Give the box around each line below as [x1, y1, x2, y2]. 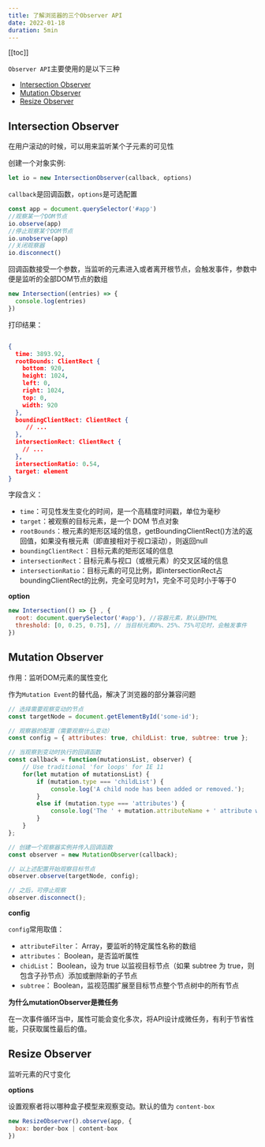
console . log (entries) [15, 298, 87, 305]
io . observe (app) [8, 219, 62, 227]
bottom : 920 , [22, 365, 65, 373]
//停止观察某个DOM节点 [8, 227, 73, 235]
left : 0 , [22, 380, 51, 388]
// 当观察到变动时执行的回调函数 [8, 748, 101, 756]
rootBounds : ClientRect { [15, 357, 101, 365]
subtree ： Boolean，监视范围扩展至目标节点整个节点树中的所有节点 [19, 980, 239, 990]
